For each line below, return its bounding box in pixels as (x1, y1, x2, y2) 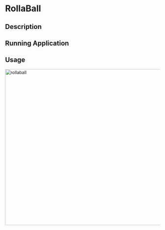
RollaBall (5, 3, 41, 14)
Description (5, 23, 42, 31)
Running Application (5, 39, 69, 47)
